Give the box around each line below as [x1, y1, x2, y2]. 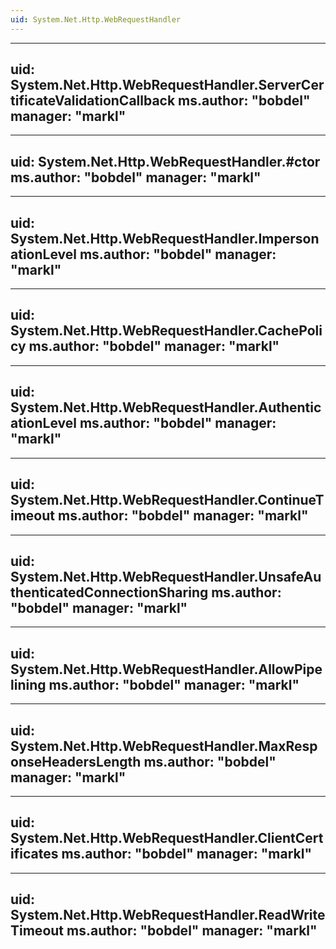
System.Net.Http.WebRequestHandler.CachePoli [10, 322, 323, 340]
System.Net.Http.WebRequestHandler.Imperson [10, 230, 320, 247]
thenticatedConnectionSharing [10, 584, 209, 601]
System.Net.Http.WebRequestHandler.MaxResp [10, 737, 318, 755]
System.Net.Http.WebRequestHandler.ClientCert [10, 830, 324, 847]
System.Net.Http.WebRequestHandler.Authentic [10, 399, 322, 416]
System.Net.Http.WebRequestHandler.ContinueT [10, 492, 325, 509]
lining [10, 676, 47, 693]
